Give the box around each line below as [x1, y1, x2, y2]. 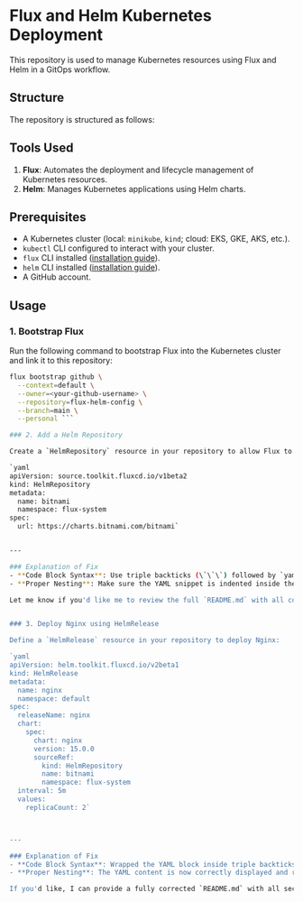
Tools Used [9, 141, 74, 156]
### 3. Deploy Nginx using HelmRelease [9, 620, 160, 629]
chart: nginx [32, 736, 83, 745]
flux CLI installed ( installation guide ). [22, 253, 161, 263]
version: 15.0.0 [32, 744, 95, 753]
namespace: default [17, 694, 91, 704]
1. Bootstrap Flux [9, 325, 84, 337]
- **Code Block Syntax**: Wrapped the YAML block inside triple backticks [9, 860, 297, 869]
